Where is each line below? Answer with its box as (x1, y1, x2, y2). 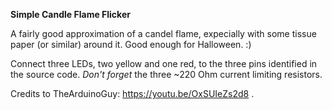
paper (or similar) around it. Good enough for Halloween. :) (10, 39, 252, 50)
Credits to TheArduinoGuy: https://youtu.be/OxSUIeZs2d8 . (10, 88, 255, 99)
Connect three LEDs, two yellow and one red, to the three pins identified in (10, 58, 318, 69)
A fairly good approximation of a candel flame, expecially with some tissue (10, 28, 317, 39)
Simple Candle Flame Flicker (10, 9, 131, 20)
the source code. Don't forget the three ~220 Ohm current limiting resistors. (10, 69, 323, 80)
